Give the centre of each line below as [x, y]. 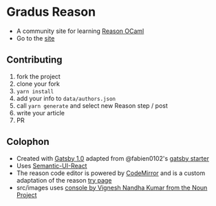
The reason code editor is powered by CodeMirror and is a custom [111, 173]
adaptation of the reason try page [64, 180]
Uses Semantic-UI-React [52, 165]
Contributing [34, 60]
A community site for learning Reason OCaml [80, 31]
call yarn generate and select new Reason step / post [92, 105]
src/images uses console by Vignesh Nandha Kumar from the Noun [112, 187]
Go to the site [35, 38]
